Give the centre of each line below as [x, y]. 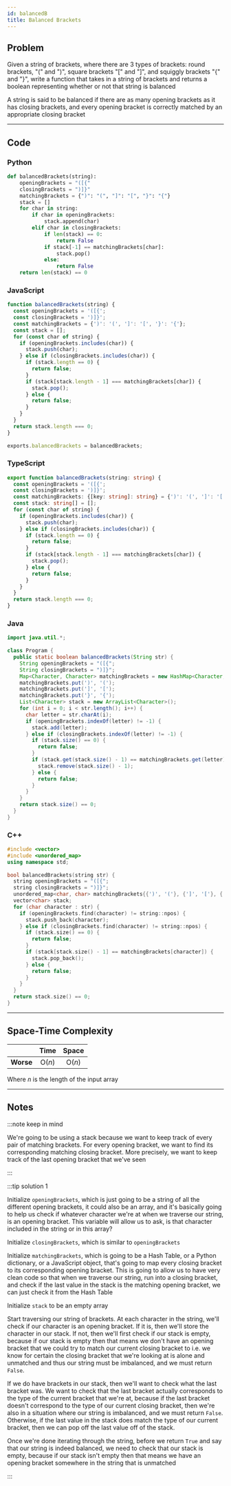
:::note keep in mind [35, 1124]
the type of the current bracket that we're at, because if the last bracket [109, 1398]
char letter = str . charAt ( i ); [68, 714]
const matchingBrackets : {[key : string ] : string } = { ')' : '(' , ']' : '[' [120, 497]
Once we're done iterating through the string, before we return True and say [114, 1440]
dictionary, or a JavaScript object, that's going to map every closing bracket [114, 1263]
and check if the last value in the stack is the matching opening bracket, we [114, 1285]
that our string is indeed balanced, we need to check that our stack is [105, 1448]
